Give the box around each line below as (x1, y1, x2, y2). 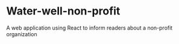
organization (6, 30, 37, 37)
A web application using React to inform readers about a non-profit (6, 24, 173, 31)
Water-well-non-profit (6, 4, 121, 18)
